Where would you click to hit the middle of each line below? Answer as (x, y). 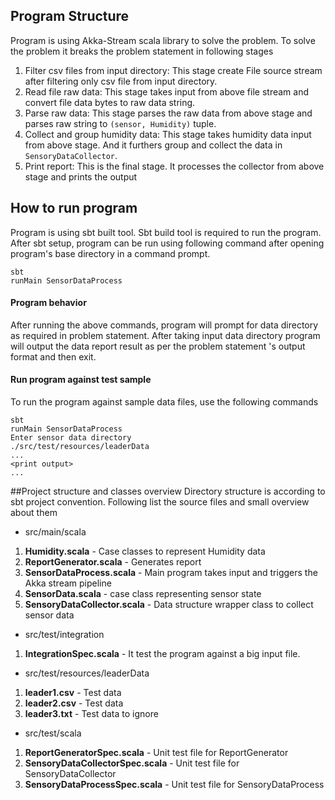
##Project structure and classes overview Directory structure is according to (168, 491)
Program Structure (70, 16)
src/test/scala (53, 733)
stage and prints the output (81, 176)
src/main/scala (55, 532)
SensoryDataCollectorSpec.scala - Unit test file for (132, 763)
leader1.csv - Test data (73, 693)
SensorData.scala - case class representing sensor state (143, 594)
